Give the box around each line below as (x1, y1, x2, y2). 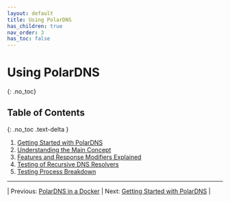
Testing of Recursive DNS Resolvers (16, 160, 119, 168)
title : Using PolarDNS (7, 16, 72, 23)
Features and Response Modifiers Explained (16, 153, 142, 161)
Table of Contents (7, 107, 86, 119)
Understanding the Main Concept (16, 145, 112, 154)
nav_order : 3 (7, 29, 44, 36)
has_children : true (7, 23, 63, 29)
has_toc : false (7, 35, 51, 42)
